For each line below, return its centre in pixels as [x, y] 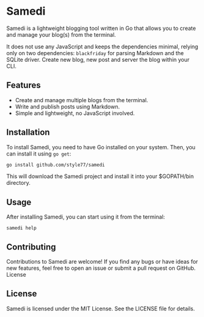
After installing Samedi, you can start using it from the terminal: [86, 217]
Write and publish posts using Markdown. [67, 106]
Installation [28, 132]
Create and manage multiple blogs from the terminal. [82, 100]
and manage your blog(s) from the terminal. [61, 34]
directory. [18, 183]
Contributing [31, 247]
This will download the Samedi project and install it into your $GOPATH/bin [100, 176]
